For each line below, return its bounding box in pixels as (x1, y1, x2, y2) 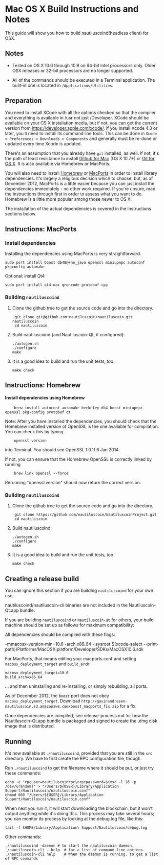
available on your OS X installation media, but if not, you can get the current (5, 120, 157, 126)
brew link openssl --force (14, 471, 69, 476)
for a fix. (120, 703, 137, 709)
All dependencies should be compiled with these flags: (5, 631, 116, 637)
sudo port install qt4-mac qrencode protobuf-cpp (5, 282, 108, 287)
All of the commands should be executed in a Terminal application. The (12, 77, 155, 83)
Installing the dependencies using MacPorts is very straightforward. (5, 251, 142, 257)
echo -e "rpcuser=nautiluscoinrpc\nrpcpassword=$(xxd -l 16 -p (5, 780, 137, 785)
